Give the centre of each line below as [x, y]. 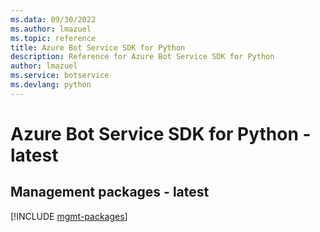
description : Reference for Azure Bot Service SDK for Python [142, 57]
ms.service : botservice [60, 76]
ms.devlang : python [51, 85]
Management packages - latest [110, 192]
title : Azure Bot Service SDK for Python [98, 47]
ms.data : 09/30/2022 [53, 19]
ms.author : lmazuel [51, 29]
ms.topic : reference [53, 38]
